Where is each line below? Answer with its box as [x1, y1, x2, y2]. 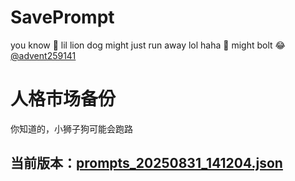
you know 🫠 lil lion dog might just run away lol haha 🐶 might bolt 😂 [10, 39, 286, 51]
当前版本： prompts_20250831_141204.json [10, 155, 283, 172]
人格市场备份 [10, 88, 117, 111]
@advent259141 [10, 49, 77, 61]
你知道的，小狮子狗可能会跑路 [10, 122, 133, 135]
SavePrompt [10, 6, 115, 29]
